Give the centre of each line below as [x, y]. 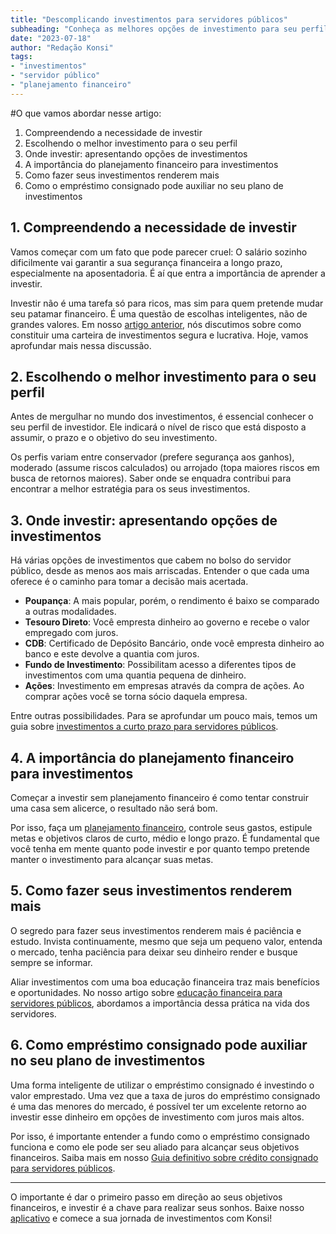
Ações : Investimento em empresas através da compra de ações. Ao [164, 686]
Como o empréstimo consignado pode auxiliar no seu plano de [154, 185]
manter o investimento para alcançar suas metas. [112, 859]
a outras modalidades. [70, 612]
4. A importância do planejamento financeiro [152, 757]
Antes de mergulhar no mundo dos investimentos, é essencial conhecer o [162, 417]
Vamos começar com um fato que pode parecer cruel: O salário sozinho [159, 252]
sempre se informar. [51, 962]
